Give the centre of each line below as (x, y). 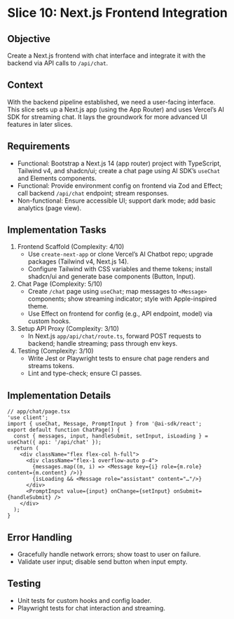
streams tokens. (51, 366)
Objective (29, 39)
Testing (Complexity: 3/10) (55, 351)
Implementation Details (59, 395)
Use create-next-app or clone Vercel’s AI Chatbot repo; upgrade (121, 254)
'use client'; (28, 418)
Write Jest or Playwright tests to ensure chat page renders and (118, 358)
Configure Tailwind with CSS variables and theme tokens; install (120, 269)
